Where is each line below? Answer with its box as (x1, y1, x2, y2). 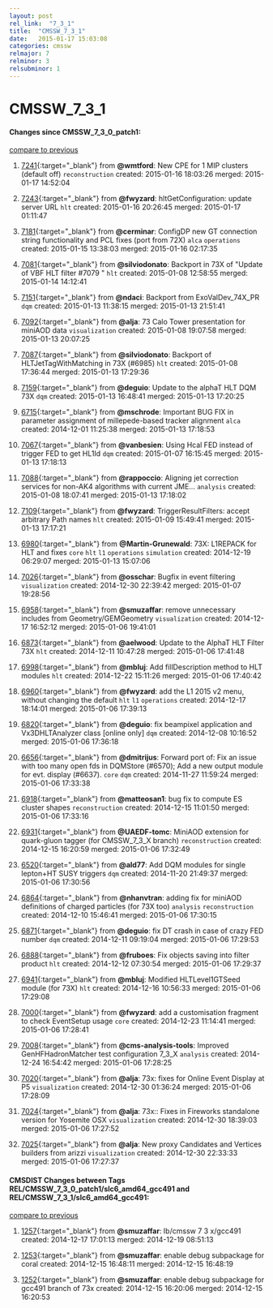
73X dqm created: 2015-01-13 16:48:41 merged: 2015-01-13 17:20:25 (20, 391, 245, 402)
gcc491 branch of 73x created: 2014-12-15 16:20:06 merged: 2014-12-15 (20, 1284, 263, 1293)
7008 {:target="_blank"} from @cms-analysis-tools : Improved (20, 1040, 229, 1051)
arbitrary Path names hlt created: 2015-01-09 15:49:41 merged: (20, 514, 234, 524)
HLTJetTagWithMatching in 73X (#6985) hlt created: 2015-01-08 (20, 359, 238, 368)
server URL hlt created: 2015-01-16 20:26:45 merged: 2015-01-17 (20, 202, 241, 212)
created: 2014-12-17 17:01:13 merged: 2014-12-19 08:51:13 (20, 1235, 214, 1245)
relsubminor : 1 (9, 65, 61, 73)
